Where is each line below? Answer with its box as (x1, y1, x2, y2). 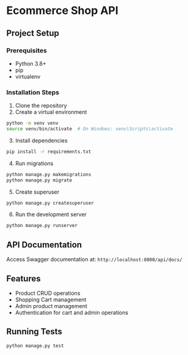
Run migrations (15, 160, 54, 167)
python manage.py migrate (6, 177, 72, 183)
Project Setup (6, 28, 60, 38)
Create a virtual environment (15, 108, 87, 116)
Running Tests (6, 326, 62, 337)
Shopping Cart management (15, 296, 87, 303)
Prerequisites (6, 46, 47, 55)
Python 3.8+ (15, 60, 47, 67)
